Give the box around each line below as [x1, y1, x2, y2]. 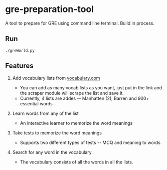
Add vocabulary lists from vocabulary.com [12, 75, 100, 81]
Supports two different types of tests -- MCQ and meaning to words [20, 139, 160, 145]
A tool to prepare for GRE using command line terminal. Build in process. [5, 20, 154, 26]
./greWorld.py [5, 48, 35, 53]
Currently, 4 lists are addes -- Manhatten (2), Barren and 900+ [20, 95, 149, 101]
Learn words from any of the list [12, 110, 79, 116]
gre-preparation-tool [5, 4, 94, 15]
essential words [20, 100, 53, 106]
